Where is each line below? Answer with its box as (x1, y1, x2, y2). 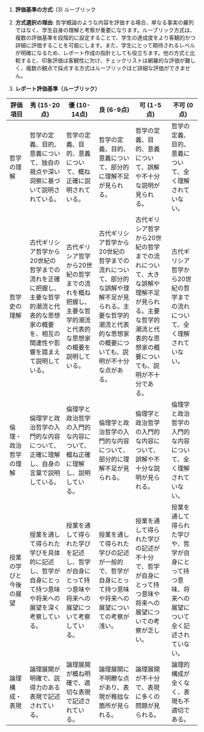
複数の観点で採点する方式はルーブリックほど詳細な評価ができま (25, 64, 185, 72)
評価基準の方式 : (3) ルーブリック (15, 6, 96, 13)
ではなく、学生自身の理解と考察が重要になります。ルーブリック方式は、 (15, 27, 195, 33)
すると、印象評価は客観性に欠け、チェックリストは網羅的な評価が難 (20, 57, 191, 64)
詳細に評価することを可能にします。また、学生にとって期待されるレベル (15, 42, 195, 49)
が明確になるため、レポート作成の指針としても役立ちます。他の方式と (15, 49, 190, 57)
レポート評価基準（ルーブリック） (15, 85, 100, 92)
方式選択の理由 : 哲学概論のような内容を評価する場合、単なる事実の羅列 (15, 19, 194, 26)
